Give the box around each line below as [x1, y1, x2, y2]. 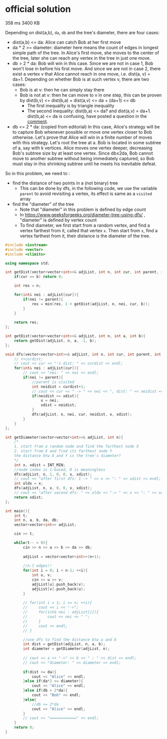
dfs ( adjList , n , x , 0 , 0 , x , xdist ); [14, 486, 92, 491]
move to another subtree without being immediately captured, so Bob [12, 155, 155, 161]
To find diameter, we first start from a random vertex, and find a [19, 222, 150, 228]
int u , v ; [31, 573, 52, 578]
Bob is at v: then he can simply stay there [19, 87, 105, 92]
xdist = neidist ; [40, 403, 77, 408]
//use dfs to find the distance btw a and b [23, 637, 117, 642]
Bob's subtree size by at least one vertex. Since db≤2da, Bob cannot [12, 150, 153, 156]
